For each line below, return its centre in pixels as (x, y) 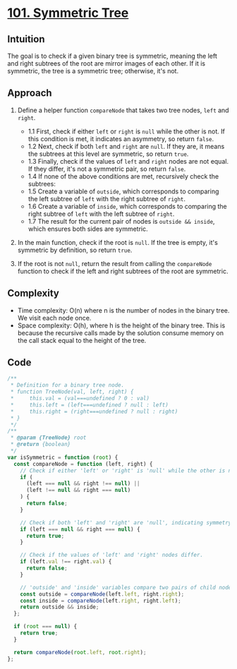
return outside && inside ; (60, 607)
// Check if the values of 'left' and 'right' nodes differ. (111, 555)
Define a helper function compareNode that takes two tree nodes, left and (123, 110)
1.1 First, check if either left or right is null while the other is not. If (127, 131)
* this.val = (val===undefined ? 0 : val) (80, 399)
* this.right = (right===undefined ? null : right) (94, 411)
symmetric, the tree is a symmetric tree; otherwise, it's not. (93, 71)
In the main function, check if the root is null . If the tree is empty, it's (118, 242)
